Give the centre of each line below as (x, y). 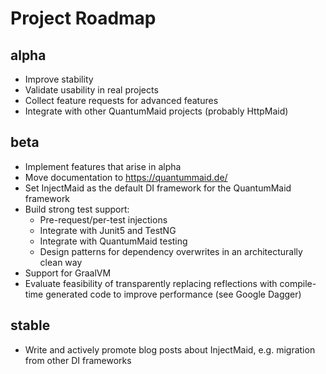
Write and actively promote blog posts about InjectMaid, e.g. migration (170, 349)
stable (30, 325)
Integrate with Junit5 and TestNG (108, 230)
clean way (61, 262)
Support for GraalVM (68, 273)
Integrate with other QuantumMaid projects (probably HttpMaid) (156, 111)
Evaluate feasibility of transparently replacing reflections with (151, 283)
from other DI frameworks (78, 360)
